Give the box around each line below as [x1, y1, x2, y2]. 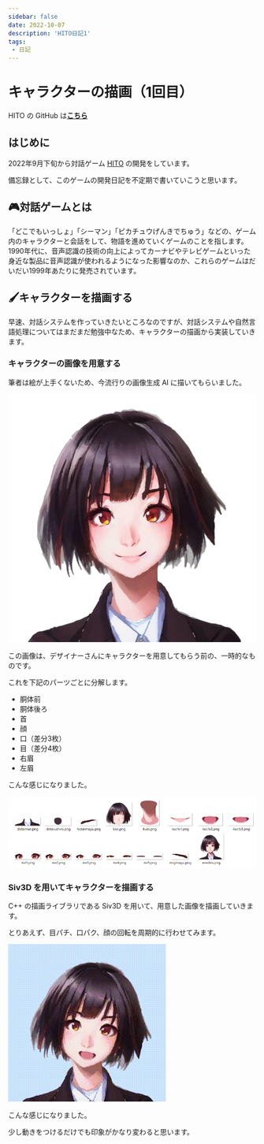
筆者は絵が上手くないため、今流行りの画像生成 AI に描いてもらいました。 [8, 377, 247, 387]
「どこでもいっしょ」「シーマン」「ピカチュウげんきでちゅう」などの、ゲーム [8, 226, 256, 236]
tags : [8, 38, 26, 46]
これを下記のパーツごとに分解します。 [8, 678, 132, 687]
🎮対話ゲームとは [8, 201, 92, 214]
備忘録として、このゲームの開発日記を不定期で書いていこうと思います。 [8, 175, 242, 184]
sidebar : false [8, 13, 58, 20]
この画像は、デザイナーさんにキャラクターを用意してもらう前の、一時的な [8, 651, 250, 660]
